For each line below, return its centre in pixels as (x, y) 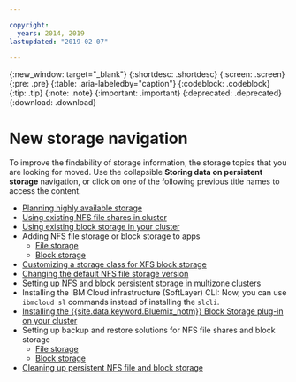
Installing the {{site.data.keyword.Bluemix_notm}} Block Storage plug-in (153, 311)
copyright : (29, 25)
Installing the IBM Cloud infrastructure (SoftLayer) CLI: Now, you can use (154, 293)
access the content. (45, 191)
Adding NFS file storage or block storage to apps (111, 236)
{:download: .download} (53, 103)
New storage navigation (99, 138)
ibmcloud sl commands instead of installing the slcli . (121, 302)
